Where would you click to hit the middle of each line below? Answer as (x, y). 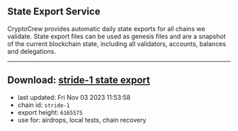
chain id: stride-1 (44, 105)
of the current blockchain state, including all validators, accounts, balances (117, 44)
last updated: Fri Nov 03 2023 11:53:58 (74, 97)
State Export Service (54, 12)
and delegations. (32, 51)
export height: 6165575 (50, 112)
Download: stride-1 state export (79, 80)
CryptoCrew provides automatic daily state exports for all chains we (106, 28)
